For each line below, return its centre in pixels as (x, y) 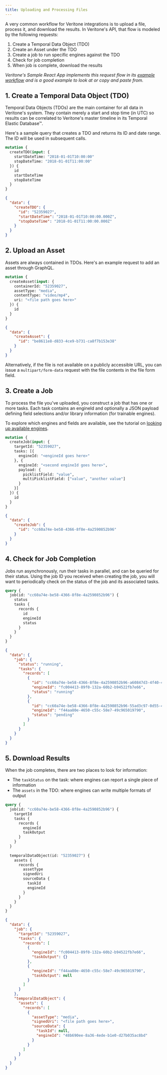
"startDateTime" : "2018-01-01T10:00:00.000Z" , (67, 217)
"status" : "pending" (53, 715)
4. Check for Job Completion (50, 559)
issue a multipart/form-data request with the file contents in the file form (80, 370)
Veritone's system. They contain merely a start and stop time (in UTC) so (80, 113)
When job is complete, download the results (57, 65)
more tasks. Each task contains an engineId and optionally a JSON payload (82, 408)
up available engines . (27, 428)
